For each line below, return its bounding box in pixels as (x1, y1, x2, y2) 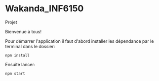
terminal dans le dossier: (5, 43, 55, 49)
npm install (5, 53, 30, 58)
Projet (5, 19, 17, 25)
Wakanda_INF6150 (5, 3, 84, 14)
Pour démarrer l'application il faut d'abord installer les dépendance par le (5, 38, 154, 44)
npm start (5, 71, 26, 76)
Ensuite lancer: (5, 61, 36, 67)
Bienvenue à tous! (5, 28, 42, 34)
